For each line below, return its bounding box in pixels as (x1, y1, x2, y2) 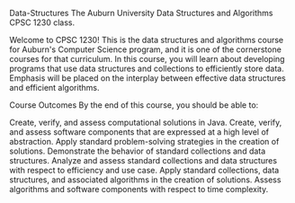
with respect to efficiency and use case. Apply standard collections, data (9, 165, 280, 175)
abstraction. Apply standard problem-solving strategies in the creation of (9, 137, 280, 146)
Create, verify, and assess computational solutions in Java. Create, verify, (9, 117, 282, 128)
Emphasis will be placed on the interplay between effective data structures (9, 73, 286, 84)
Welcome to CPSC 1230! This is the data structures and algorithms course (9, 35, 284, 45)
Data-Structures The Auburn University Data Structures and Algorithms (9, 8, 273, 18)
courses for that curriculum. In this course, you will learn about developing (9, 54, 285, 64)
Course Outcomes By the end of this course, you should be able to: (9, 100, 259, 110)
